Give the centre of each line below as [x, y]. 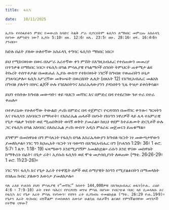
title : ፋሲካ [18, 10]
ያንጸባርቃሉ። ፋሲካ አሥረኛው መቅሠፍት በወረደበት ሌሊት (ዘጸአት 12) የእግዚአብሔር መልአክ [82, 78]
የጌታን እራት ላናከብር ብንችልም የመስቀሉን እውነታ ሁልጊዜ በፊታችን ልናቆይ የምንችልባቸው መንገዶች [82, 199]
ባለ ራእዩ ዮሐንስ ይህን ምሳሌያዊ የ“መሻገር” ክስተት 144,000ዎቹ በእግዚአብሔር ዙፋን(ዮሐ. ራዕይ [82, 185]
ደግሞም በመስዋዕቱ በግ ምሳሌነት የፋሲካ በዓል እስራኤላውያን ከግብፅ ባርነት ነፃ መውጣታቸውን [82, 137]
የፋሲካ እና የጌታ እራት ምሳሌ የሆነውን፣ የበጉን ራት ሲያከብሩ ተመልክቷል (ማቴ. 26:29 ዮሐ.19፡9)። [85, 194]
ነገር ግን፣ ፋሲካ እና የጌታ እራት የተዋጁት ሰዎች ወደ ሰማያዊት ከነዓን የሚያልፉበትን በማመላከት [82, 170]
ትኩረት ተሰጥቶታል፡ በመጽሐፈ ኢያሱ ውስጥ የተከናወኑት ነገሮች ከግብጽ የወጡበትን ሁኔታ [78, 73]
